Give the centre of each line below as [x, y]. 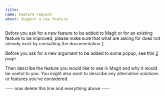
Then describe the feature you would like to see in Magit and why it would [81, 68]
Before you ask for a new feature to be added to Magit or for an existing [79, 33]
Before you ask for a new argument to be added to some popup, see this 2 [82, 53]
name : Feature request [29, 14]
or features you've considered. [37, 79]
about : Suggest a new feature [37, 19]
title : [12, 10]
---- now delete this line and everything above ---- [57, 89]
